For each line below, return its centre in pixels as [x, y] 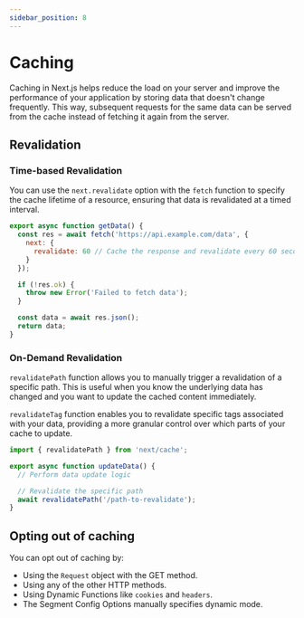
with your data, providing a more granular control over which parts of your [147, 424]
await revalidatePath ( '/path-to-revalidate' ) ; [107, 499]
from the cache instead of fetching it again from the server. [119, 116]
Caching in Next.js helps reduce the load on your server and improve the [145, 88]
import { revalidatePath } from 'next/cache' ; [99, 450]
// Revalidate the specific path [81, 491]
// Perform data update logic [74, 475]
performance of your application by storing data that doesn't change [137, 97]
